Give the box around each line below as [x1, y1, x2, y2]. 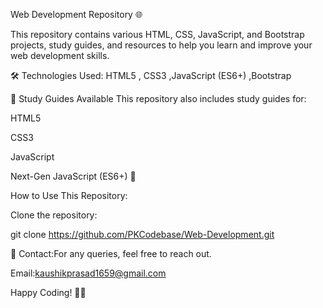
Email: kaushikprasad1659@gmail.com [10, 267, 167, 279]
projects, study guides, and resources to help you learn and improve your [10, 39, 313, 51]
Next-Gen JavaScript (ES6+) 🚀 [10, 170, 137, 182]
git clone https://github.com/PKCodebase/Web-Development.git [10, 229, 275, 240]
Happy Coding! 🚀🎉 [10, 287, 87, 298]
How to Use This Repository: [10, 190, 128, 201]
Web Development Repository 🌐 [10, 9, 143, 20]
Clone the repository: [10, 209, 98, 221]
